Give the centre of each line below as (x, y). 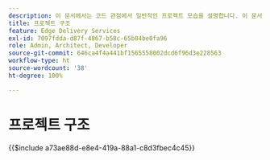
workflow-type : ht (39, 61)
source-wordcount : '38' (48, 68)
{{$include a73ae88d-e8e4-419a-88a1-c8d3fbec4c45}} (102, 148)
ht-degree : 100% (35, 76)
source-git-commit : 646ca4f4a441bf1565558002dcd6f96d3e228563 (115, 53)
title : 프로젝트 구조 (39, 23)
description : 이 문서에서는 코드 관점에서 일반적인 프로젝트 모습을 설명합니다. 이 (128, 16)
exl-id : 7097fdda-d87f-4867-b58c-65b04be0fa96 (88, 38)
